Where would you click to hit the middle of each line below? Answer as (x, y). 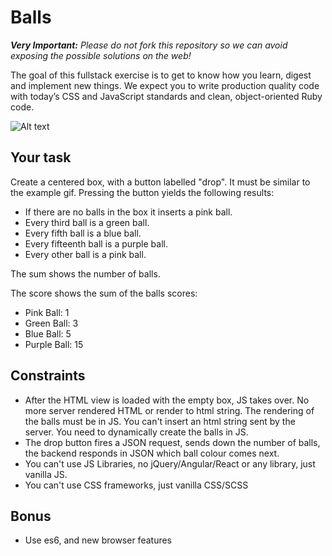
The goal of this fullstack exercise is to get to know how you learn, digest (161, 75)
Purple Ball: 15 (54, 344)
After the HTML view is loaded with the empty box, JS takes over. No (167, 400)
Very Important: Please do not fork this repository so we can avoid (149, 45)
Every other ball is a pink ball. (85, 254)
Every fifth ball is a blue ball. (83, 233)
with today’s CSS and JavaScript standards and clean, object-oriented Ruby (166, 96)
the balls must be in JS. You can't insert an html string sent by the (160, 421)
